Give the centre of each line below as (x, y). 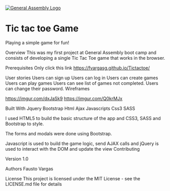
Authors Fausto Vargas (29, 169)
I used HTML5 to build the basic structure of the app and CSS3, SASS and (83, 118)
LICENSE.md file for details (34, 184)
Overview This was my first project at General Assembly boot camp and (81, 52)
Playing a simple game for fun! (37, 42)
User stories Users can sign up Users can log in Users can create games (82, 78)
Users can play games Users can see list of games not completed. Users (82, 83)
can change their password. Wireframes (47, 88)
